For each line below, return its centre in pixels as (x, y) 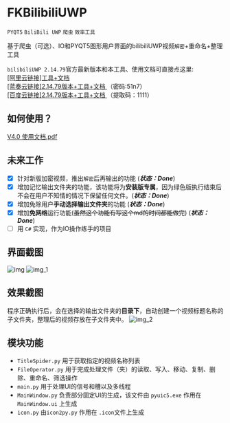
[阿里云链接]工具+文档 (38, 78)
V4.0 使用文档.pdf (32, 136)
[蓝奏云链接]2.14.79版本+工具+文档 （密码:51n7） (77, 86)
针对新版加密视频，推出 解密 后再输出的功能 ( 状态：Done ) (96, 178)
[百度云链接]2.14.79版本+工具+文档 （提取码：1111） (80, 95)
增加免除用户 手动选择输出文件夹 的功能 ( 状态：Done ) (91, 204)
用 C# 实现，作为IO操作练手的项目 (64, 228)
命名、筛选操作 (56, 378)
